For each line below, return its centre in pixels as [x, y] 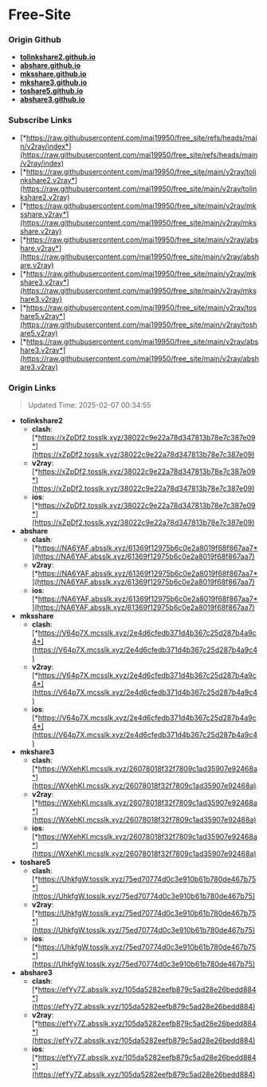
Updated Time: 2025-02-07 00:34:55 [89, 405]
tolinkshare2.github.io [57, 57]
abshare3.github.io [52, 100]
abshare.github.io [50, 66]
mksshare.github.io [53, 74]
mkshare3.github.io [53, 82]
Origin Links [32, 388]
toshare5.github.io [51, 91]
